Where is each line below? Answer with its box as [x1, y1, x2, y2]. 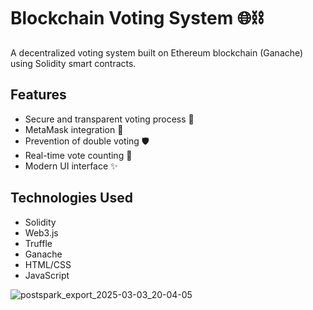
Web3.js [24, 226, 59, 239]
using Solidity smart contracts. [10, 57, 137, 69]
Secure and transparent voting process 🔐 [24, 113, 195, 125]
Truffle [24, 237, 53, 249]
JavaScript [24, 269, 70, 281]
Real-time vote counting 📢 [24, 149, 133, 161]
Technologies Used [10, 190, 133, 207]
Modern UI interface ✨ [24, 160, 118, 172]
